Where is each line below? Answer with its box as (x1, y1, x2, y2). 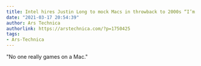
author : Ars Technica (6, 20, 61, 26)
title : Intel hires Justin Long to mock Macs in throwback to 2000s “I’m (6, 8, 196, 15)
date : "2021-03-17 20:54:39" (6, 14, 79, 20)
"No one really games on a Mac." (6, 53, 88, 60)
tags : (6, 31, 20, 37)
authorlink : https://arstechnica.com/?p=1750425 (6, 25, 131, 32)
